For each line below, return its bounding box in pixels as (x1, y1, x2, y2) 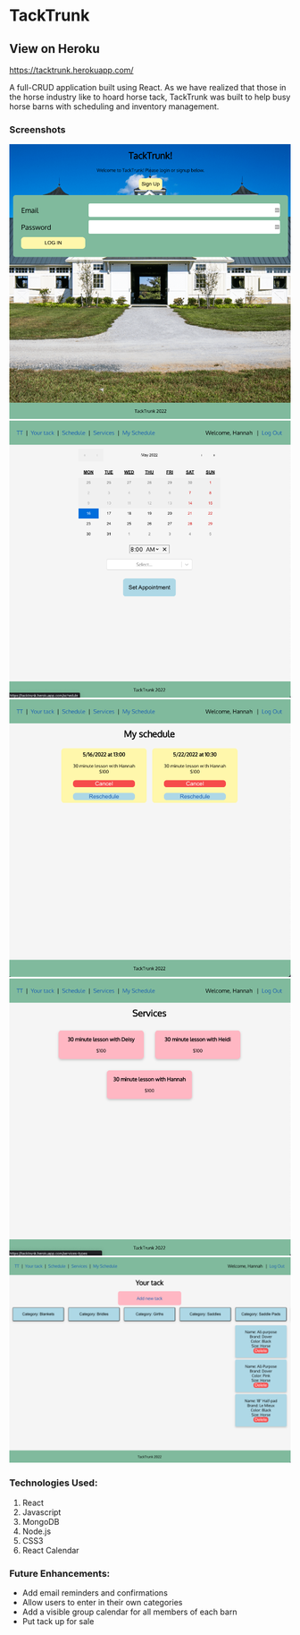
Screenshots (9, 123, 66, 135)
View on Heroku (9, 41, 100, 56)
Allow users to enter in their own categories (21, 1596, 183, 1607)
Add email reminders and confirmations (21, 1587, 168, 1598)
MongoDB (21, 1516, 60, 1527)
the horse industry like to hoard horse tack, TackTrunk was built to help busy (9, 91, 291, 102)
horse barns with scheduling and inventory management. (9, 101, 220, 112)
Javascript (21, 1506, 62, 1518)
